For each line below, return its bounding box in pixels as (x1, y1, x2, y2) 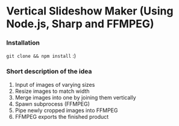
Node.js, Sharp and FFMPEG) (6, 17, 155, 31)
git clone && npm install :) (6, 52, 77, 60)
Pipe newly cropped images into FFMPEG (14, 107, 118, 114)
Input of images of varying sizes (14, 81, 95, 88)
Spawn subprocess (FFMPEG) (14, 100, 90, 107)
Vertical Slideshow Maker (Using (6, 4, 174, 18)
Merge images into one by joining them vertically (14, 93, 137, 101)
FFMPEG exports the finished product (14, 113, 109, 120)
